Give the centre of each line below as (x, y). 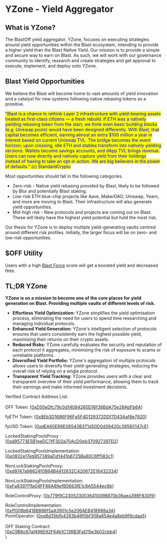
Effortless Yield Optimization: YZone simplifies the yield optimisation (83, 313)
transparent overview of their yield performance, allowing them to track (85, 382)
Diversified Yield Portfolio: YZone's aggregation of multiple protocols (84, 361)
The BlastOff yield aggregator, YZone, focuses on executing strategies (77, 39)
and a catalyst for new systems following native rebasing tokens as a (76, 98)
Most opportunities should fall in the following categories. (64, 176)
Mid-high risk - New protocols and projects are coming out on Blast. (82, 212)
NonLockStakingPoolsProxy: (34, 466)
